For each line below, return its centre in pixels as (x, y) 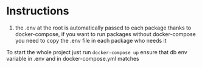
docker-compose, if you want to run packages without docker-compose (105, 34)
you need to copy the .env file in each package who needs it (91, 40)
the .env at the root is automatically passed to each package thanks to (103, 28)
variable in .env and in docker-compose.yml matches (73, 58)
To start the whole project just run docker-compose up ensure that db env (97, 52)
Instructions (38, 11)
